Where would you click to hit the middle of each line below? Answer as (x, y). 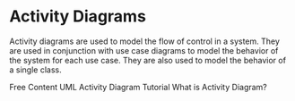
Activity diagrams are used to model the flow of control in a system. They (145, 41)
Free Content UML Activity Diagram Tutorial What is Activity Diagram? (138, 87)
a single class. (35, 70)
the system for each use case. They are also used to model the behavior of (148, 60)
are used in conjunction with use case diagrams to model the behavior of (144, 50)
